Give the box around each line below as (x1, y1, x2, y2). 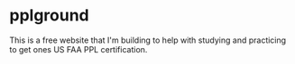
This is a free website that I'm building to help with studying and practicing (9, 35, 287, 45)
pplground (9, 5, 89, 26)
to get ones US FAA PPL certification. (9, 44, 148, 54)
